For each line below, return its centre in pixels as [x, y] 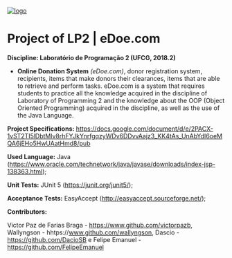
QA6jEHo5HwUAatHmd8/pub [49, 143]
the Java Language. [45, 115]
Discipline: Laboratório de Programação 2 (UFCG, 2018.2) [91, 57]
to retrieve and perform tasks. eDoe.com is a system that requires [111, 86]
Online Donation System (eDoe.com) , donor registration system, [110, 71]
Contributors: [27, 212]
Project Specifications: [41, 129]
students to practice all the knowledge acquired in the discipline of [112, 93]
